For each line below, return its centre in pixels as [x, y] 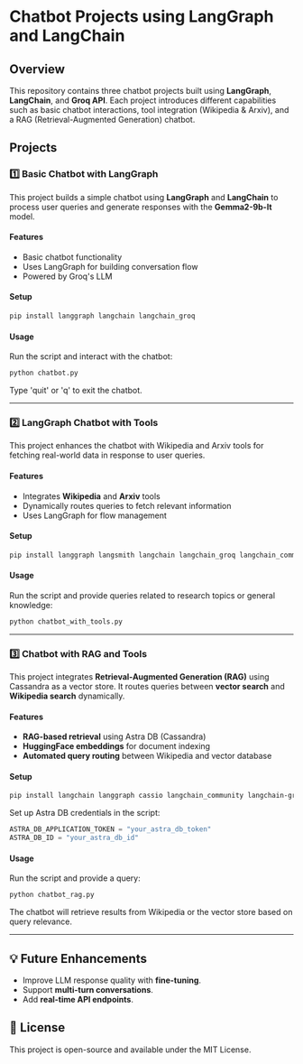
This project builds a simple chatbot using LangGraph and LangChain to [144, 197]
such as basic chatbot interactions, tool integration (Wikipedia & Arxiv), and [149, 110]
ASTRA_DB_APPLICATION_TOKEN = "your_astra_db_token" [110, 829]
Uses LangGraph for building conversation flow [110, 266]
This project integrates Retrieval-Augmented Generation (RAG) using [139, 677]
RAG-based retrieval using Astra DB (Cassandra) [114, 736]
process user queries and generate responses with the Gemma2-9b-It [141, 207]
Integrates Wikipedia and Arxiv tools [91, 496]
